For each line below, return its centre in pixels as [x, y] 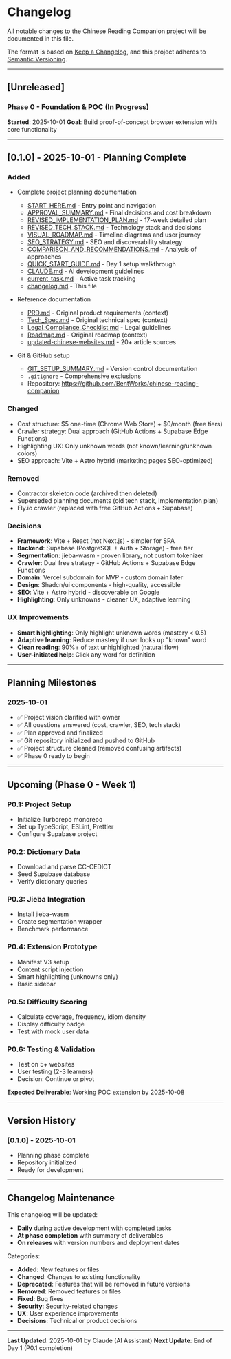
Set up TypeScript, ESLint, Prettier [65, 826]
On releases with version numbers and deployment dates [98, 1242]
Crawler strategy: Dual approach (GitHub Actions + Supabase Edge [112, 431]
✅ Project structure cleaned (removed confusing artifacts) [99, 748]
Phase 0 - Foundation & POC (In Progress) [78, 107]
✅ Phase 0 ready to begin [54, 756]
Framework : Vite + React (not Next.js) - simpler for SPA [96, 541]
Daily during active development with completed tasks [94, 1228]
